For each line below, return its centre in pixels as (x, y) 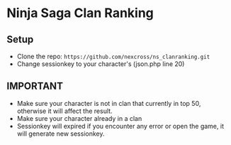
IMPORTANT (35, 86)
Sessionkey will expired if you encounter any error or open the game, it (120, 126)
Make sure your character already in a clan (79, 118)
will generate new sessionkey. (61, 134)
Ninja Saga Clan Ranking (80, 13)
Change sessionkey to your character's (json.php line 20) (101, 64)
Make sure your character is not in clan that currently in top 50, (109, 103)
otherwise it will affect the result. (64, 111)
